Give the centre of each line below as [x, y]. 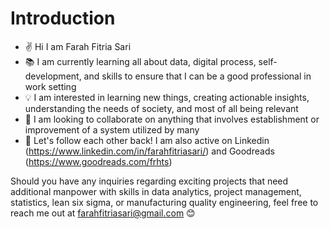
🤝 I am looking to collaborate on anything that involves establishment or [172, 119]
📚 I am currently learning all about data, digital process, [140, 61]
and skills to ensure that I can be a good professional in [197, 76]
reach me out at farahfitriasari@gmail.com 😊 [103, 213]
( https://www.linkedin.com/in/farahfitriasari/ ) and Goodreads [149, 151]
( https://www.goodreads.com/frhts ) [98, 161]
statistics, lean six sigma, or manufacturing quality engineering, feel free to [164, 202]
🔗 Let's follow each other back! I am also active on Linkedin [147, 140]
